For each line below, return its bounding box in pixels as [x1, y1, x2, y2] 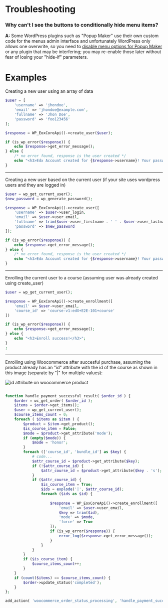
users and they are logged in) [5, 182, 66, 188]
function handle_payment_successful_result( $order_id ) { [5, 393, 131, 398]
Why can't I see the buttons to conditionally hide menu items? [5, 22, 158, 29]
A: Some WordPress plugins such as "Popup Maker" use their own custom [5, 33, 159, 39]
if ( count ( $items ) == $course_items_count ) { [14, 575, 111, 580]
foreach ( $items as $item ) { [14, 417, 79, 422]
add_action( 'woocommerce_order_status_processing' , [5, 598, 117, 603]
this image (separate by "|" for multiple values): [5, 370, 102, 376]
